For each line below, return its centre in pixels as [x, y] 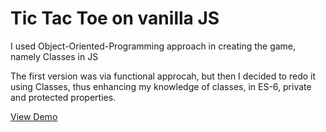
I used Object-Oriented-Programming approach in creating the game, [153, 46]
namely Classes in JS [54, 56]
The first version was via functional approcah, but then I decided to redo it [163, 76]
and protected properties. [63, 97]
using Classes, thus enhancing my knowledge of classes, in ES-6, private [161, 86]
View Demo [34, 116]
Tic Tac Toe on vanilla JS [115, 18]
